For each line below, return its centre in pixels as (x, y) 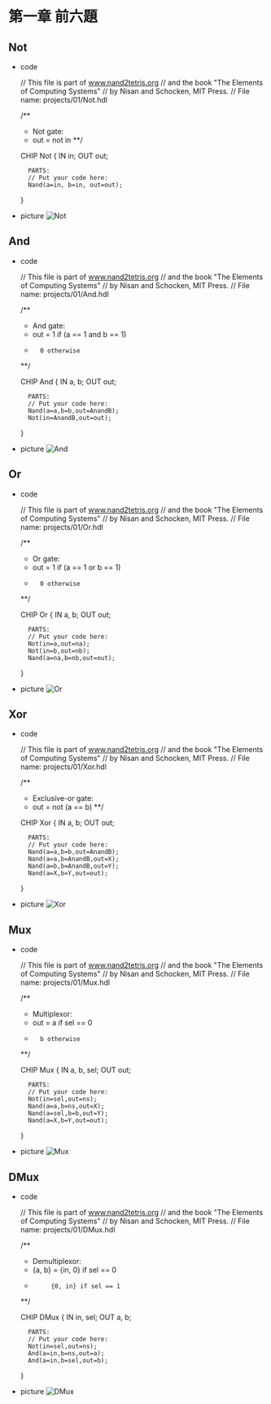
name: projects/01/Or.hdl (61, 527)
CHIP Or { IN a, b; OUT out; (66, 615)
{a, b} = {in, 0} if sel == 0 (74, 1270)
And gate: (49, 326)
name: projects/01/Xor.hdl (63, 767)
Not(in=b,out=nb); (59, 651)
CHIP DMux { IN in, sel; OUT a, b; (76, 1317)
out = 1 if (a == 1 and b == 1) (79, 334)
